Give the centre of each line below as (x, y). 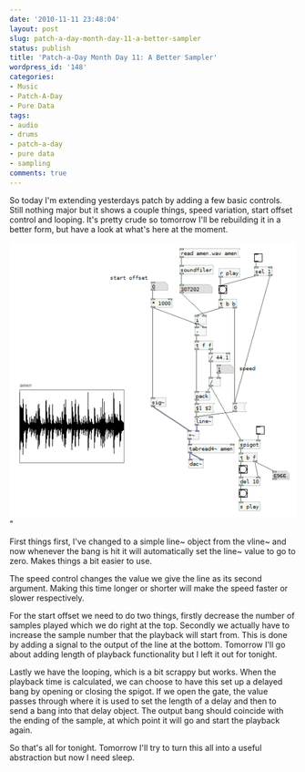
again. (21, 730)
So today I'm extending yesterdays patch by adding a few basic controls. (146, 200)
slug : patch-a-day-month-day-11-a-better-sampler (106, 38)
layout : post (34, 29)
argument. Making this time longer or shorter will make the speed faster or (149, 589)
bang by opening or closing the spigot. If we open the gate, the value (139, 692)
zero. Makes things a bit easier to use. (81, 561)
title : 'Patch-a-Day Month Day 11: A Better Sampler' (114, 58)
